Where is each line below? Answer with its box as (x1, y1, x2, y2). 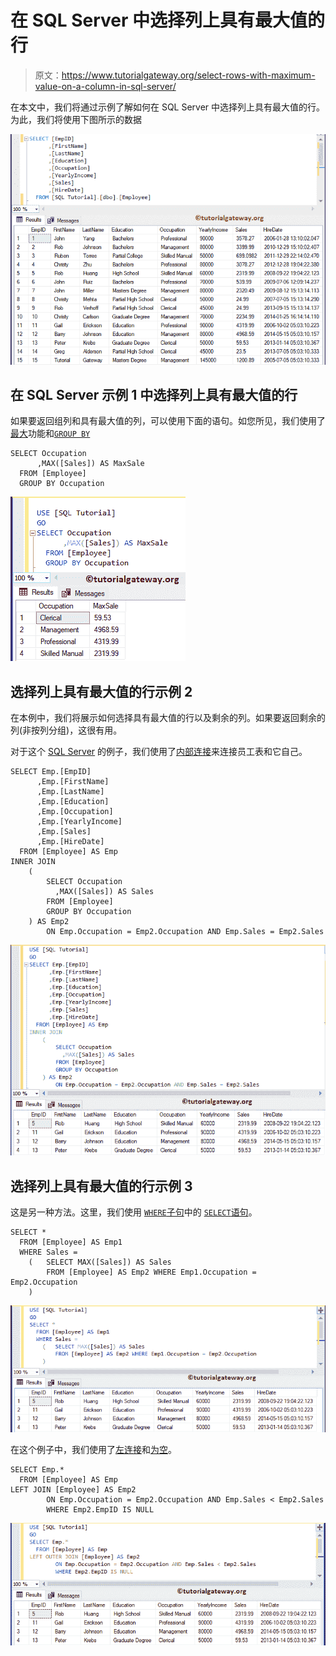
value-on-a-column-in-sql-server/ (34, 80, 177, 92)
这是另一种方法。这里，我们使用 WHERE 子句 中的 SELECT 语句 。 (10, 1206, 258, 1218)
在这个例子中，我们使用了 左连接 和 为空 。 (10, 1444, 177, 1456)
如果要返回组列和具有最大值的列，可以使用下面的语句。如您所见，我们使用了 (10, 415, 326, 427)
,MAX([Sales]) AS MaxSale (36, 459, 145, 469)
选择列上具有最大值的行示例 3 (10, 1177, 193, 1195)
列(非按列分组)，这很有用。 (10, 724, 123, 736)
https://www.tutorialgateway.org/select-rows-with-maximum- (61, 69, 316, 81)
